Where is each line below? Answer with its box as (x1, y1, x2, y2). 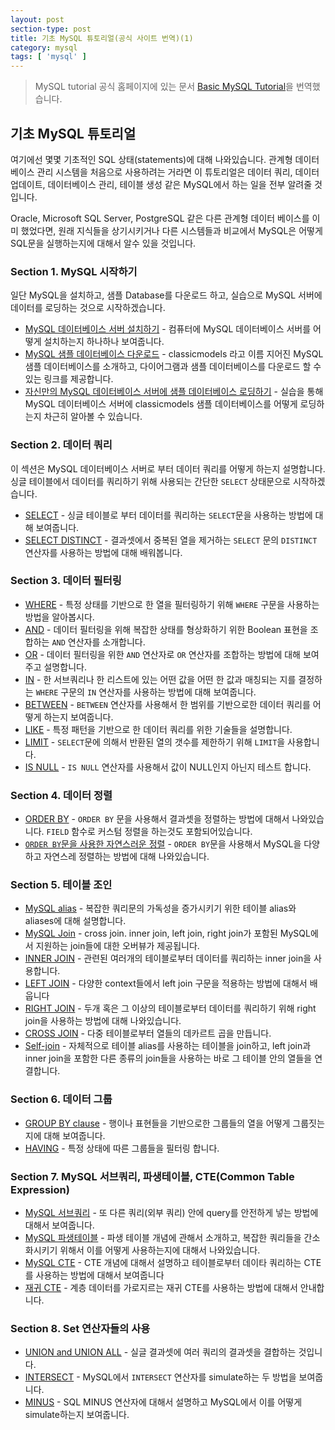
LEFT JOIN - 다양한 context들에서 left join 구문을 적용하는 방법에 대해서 (24, 977, 308, 990)
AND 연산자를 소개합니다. (51, 636, 146, 648)
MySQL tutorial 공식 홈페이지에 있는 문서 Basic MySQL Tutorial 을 (34, 81, 294, 93)
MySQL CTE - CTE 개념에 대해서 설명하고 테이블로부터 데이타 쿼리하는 (24, 1257, 302, 1269)
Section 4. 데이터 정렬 (10, 788, 113, 802)
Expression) (10, 1182, 70, 1196)
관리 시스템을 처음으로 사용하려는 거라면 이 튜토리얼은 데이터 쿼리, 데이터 (36, 166, 320, 178)
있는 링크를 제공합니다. (24, 373, 114, 385)
